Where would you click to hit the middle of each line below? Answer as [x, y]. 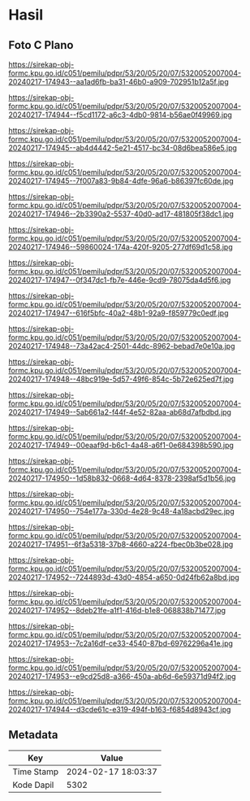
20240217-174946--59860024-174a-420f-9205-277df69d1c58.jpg [121, 247]
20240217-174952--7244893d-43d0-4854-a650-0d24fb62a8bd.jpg [124, 577]
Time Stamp [36, 772]
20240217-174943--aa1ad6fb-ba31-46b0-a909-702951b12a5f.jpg [119, 82]
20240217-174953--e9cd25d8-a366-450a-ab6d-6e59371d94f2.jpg [123, 676]
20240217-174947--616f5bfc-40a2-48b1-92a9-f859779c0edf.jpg [119, 313]
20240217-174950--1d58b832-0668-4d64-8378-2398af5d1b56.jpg [122, 478]
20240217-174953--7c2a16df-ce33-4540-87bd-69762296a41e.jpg [121, 643]
